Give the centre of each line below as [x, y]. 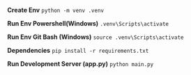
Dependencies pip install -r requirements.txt [78, 50]
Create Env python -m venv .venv [56, 10]
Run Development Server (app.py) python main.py [81, 64]
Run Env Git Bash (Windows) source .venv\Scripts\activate [95, 37]
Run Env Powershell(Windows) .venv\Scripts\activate [88, 23]
